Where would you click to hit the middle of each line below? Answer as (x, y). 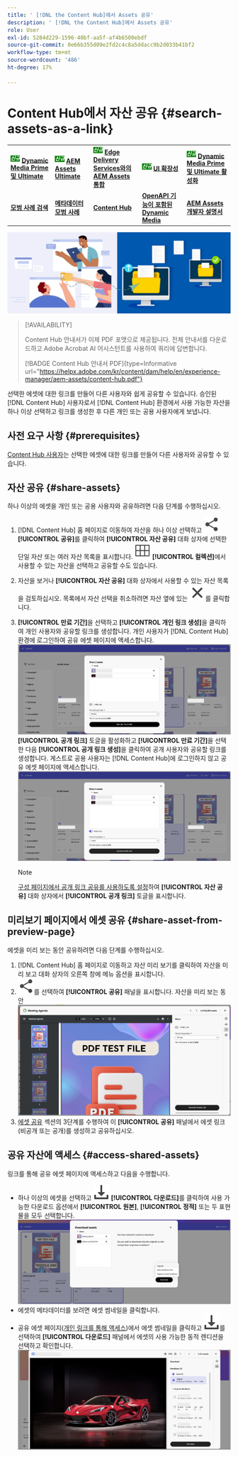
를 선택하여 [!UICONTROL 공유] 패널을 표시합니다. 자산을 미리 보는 (126, 992)
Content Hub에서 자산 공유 (83, 113)
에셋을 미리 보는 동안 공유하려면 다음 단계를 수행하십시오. (86, 950)
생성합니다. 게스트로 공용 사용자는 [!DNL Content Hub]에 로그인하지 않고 (118, 758)
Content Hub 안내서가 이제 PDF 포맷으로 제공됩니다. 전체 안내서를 (116, 339)
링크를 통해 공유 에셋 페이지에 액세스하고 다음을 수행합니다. (89, 1174)
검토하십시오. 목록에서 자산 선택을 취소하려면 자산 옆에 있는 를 (118, 598)
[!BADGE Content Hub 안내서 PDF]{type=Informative (101, 363)
